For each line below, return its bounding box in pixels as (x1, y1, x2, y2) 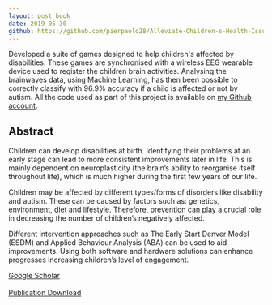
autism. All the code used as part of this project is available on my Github (8, 92, 253, 102)
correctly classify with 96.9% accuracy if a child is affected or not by (8, 84, 239, 93)
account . (8, 101, 38, 110)
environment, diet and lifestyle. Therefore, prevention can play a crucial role (8, 204, 261, 215)
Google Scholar (8, 271, 61, 281)
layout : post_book (8, 11, 70, 20)
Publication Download (8, 288, 82, 298)
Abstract (8, 124, 54, 138)
